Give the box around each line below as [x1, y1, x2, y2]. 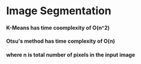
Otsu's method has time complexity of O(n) [6, 37, 115, 45]
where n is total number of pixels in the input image [6, 51, 136, 58]
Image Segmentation [6, 4, 112, 18]
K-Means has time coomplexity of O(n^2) [6, 24, 110, 31]
